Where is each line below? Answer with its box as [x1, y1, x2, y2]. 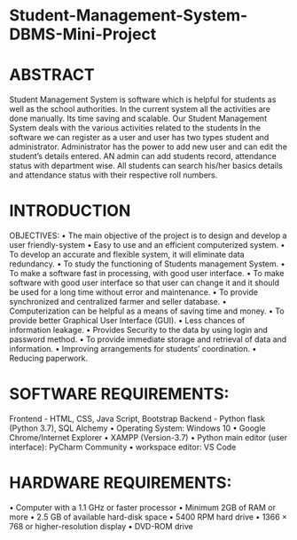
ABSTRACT [9, 65, 95, 85]
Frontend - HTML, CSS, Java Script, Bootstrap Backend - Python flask [9, 414, 266, 424]
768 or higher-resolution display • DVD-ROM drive [9, 520, 193, 531]
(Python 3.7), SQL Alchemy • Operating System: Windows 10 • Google [9, 423, 266, 433]
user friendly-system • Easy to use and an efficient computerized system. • [9, 240, 285, 250]
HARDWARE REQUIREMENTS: [9, 472, 232, 493]
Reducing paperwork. [9, 353, 89, 364]
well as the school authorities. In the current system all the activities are [9, 104, 270, 115]
